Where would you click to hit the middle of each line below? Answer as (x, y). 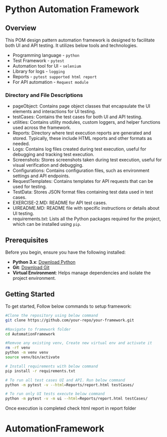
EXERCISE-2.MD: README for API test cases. (60, 203)
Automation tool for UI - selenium (47, 66)
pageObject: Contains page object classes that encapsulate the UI (81, 106)
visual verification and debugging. (48, 165)
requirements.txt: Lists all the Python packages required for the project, (87, 219)
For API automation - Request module (50, 82)
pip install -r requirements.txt (40, 371)
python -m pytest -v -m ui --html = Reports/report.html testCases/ (76, 399)
